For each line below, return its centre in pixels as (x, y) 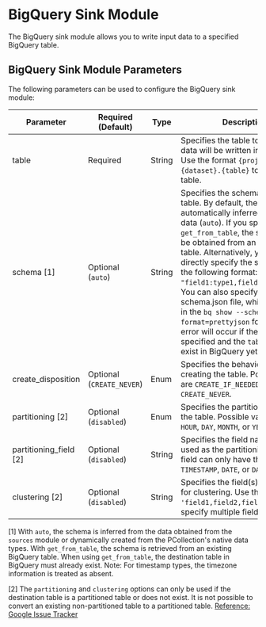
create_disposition (46, 379)
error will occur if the (220, 331)
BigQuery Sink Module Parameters (95, 70)
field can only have (216, 459)
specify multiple (211, 511)
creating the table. (215, 374)
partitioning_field (44, 449)
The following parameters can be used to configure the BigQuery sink (122, 89)
